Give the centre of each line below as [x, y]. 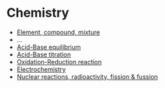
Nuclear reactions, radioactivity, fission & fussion [87, 76]
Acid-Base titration [44, 54]
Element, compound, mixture [58, 32]
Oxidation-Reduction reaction [59, 61]
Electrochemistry [41, 69]
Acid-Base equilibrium [49, 47]
